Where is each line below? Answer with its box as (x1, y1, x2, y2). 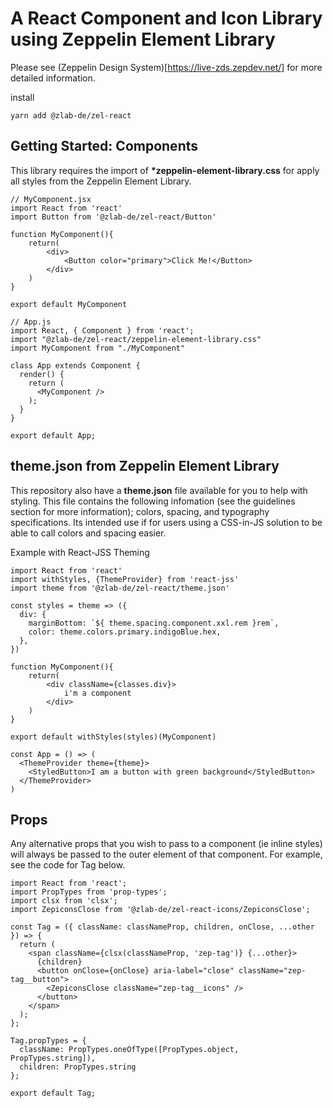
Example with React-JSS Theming (10, 546, 150, 558)
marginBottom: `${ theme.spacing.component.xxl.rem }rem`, (28, 618, 280, 628)
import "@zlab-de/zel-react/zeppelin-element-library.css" (10, 334, 262, 344)
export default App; (10, 430, 97, 441)
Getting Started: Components (10, 138, 198, 155)
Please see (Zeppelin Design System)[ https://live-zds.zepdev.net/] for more (10, 61, 323, 73)
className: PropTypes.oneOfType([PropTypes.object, (19, 1045, 240, 1055)
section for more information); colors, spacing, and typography (10, 505, 270, 517)
